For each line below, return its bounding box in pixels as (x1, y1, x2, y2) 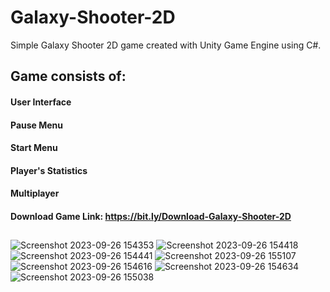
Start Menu (10, 142, 58, 154)
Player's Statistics (10, 164, 88, 176)
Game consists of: (10, 68, 127, 85)
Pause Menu (10, 119, 64, 131)
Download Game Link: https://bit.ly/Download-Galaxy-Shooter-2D (10, 210, 292, 222)
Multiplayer (10, 187, 60, 200)
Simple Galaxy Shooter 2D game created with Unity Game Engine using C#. (10, 39, 322, 51)
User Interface (10, 96, 72, 108)
